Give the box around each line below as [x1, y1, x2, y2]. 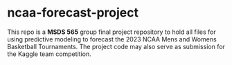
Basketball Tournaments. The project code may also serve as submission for [7, 42, 225, 50]
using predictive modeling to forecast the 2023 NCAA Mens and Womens [7, 35, 217, 43]
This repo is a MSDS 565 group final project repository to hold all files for [7, 28, 216, 36]
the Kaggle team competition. [7, 50, 91, 58]
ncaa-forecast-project [7, 5, 139, 21]
